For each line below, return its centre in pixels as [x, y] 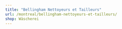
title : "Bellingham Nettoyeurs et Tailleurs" [53, 10]
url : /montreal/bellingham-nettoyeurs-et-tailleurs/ [61, 14]
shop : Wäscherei [22, 19]
